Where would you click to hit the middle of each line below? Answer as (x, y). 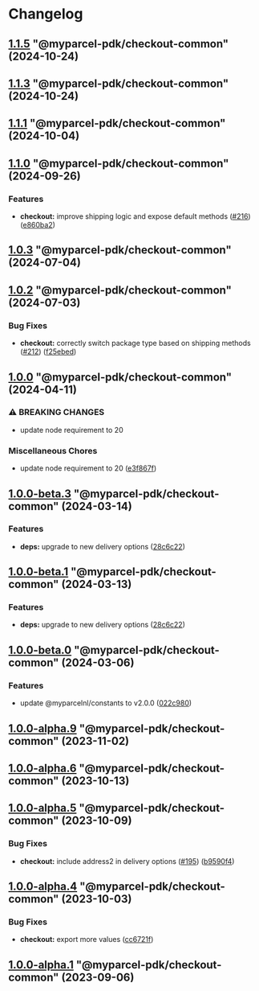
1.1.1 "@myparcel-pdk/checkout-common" (117, 123)
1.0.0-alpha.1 (41, 965)
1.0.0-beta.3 (40, 493)
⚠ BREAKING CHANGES (57, 413)
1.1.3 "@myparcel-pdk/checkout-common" (119, 83)
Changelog (46, 14)
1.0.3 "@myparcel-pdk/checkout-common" (120, 250)
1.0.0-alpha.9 (43, 728)
